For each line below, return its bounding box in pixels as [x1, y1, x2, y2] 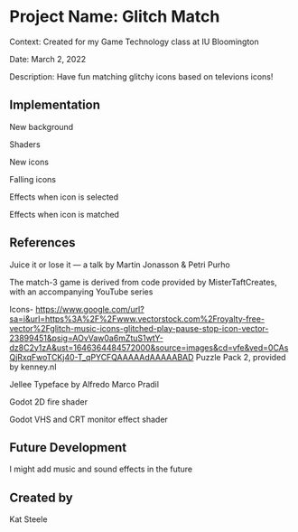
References [9, 235, 76, 250]
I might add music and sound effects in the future [9, 463, 192, 475]
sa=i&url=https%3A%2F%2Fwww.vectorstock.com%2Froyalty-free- [9, 313, 265, 324]
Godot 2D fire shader [9, 396, 88, 407]
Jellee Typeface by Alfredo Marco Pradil [9, 378, 160, 389]
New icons [9, 156, 50, 167]
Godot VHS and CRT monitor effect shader [9, 414, 169, 425]
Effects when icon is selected [9, 191, 119, 202]
